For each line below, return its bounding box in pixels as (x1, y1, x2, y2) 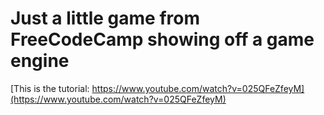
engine (10, 50, 70, 72)
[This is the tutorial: (10, 82, 90, 94)
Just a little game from (10, 7, 200, 30)
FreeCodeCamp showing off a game (10, 28, 315, 51)
